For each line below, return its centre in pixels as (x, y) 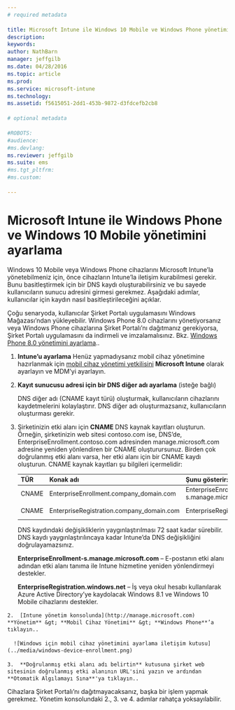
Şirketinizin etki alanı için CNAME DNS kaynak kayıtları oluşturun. (111, 427)
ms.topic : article (34, 74)
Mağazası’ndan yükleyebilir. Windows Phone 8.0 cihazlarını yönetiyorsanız (114, 320)
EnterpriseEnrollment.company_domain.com (113, 493)
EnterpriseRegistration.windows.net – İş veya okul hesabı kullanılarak (119, 587)
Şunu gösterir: (207, 479)
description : (26, 37)
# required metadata (37, 15)
